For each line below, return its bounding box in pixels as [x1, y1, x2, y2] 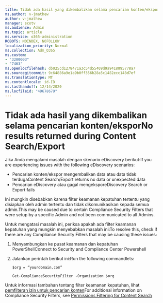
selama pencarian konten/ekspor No [5, 120, 153, 131]
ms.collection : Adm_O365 [5, 48, 55, 53]
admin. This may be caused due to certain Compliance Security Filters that [5, 207, 153, 212]
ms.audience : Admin [5, 25, 45, 30]
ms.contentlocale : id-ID [5, 79, 55, 84]
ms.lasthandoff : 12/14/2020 [5, 84, 62, 89]
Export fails [12, 187, 35, 193]
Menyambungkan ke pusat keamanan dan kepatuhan [12, 241, 118, 247]
